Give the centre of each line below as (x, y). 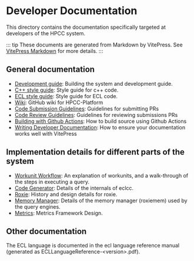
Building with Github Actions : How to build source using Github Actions (101, 121)
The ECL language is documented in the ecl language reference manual (93, 246)
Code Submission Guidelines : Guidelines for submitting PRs (87, 108)
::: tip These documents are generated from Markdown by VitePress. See (95, 45)
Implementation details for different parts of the (96, 152)
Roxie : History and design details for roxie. (66, 194)
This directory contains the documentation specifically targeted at (86, 27)
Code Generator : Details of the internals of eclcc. (74, 188)
